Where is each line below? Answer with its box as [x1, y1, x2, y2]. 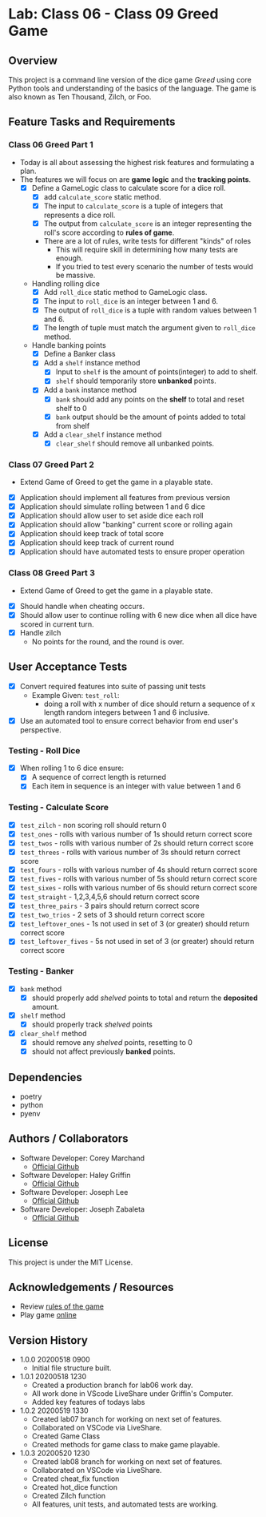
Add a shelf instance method [43, 358, 141, 368]
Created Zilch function [31, 1491, 106, 1501]
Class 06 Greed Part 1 [8, 139, 93, 151]
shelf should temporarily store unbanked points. [55, 376, 217, 385]
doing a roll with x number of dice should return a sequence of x [43, 699, 256, 708]
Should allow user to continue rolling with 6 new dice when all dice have [19, 610, 257, 619]
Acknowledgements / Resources [8, 1281, 174, 1294]
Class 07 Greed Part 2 [8, 458, 94, 470]
